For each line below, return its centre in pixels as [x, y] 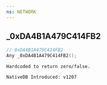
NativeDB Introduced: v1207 [42, 77]
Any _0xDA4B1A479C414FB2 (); [42, 56]
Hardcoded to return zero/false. [48, 67]
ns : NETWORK [21, 12]
